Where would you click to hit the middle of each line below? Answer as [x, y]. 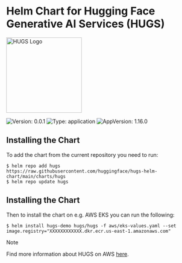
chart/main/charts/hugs [36, 176]
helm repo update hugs [40, 182]
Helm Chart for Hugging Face [81, 11]
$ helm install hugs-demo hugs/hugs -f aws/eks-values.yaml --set [91, 226]
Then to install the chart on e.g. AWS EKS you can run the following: [90, 215]
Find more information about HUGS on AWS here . [67, 254]
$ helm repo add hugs [33, 166]
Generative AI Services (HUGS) [86, 24]
